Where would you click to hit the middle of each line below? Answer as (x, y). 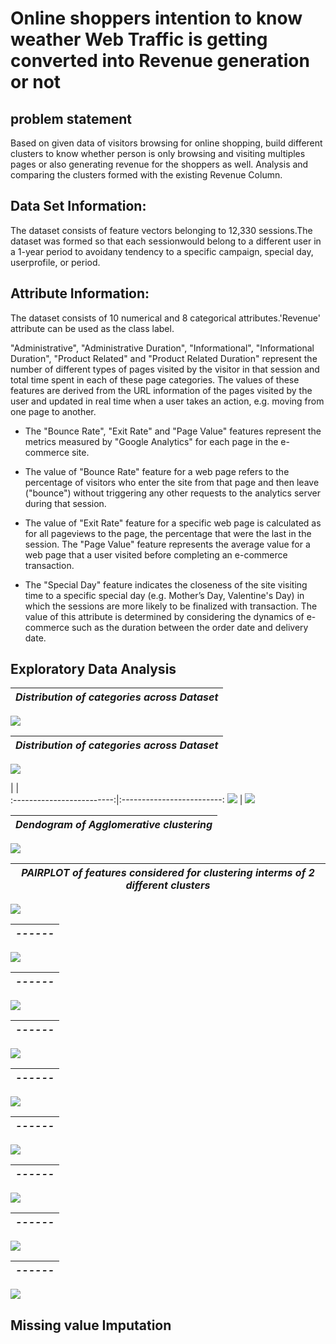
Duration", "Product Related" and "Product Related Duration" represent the (164, 358)
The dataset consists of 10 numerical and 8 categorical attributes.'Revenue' (165, 318)
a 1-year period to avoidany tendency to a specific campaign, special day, (162, 251)
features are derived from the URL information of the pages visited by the (161, 390)
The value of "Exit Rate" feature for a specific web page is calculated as (173, 523)
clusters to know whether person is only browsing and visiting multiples (158, 153)
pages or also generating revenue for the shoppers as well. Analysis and (159, 164)
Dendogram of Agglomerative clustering (114, 825)
